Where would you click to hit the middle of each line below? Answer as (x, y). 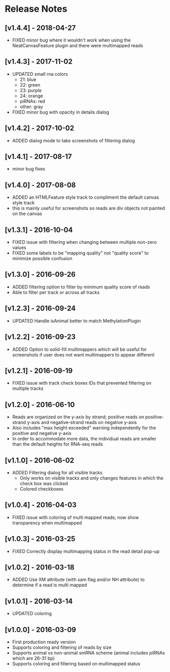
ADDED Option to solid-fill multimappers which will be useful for (79, 349)
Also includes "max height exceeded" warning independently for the (84, 428)
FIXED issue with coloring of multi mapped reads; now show (75, 517)
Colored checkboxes (42, 489)
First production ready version (44, 642)
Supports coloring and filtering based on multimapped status (76, 664)
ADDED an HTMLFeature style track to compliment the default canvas (86, 197)
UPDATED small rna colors (40, 74)
